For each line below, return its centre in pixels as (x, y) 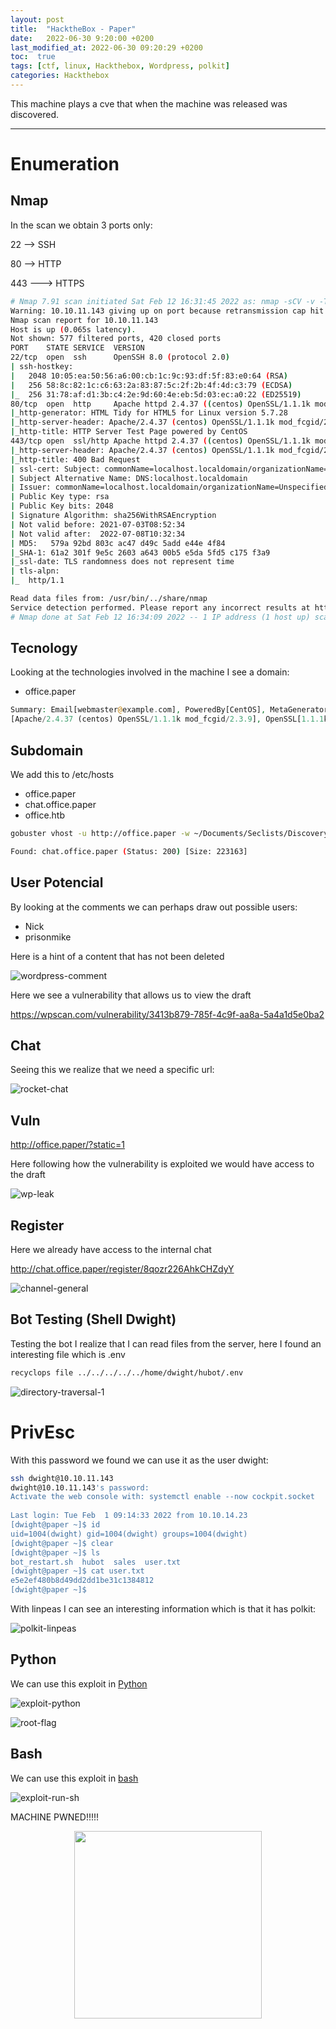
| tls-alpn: (35, 571)
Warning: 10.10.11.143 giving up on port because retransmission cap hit (167, 311)
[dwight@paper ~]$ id (55, 1525)
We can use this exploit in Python (79, 1683)
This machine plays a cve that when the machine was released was (149, 103)
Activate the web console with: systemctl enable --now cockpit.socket (162, 1497)
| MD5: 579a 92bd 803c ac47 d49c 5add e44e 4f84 (118, 543)
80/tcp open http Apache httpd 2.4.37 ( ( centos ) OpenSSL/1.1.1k (160, 404)
